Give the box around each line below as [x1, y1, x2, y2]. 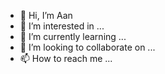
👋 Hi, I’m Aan [19, 10, 73, 21]
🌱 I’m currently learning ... [19, 31, 127, 42]
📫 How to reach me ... [19, 53, 113, 64]
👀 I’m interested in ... [19, 20, 105, 32]
